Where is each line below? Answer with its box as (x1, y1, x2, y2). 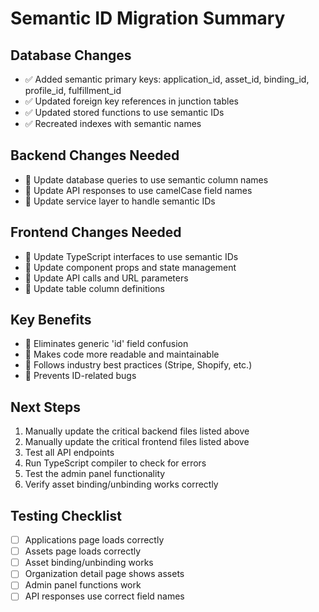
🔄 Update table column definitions (24, 282, 165, 294)
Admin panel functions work (24, 579, 142, 591)
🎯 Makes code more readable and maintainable (24, 348, 220, 361)
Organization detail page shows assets (24, 568, 185, 580)
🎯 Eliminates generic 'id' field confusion (24, 338, 189, 350)
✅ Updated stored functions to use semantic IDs (24, 107, 225, 118)
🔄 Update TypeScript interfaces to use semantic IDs (24, 250, 239, 262)
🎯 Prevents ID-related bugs (24, 370, 137, 382)
